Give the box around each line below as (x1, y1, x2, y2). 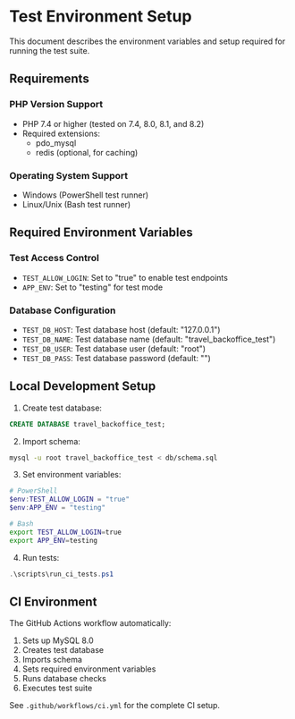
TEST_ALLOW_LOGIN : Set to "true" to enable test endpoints (21, 272, 228, 283)
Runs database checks (21, 673, 107, 684)
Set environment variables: (21, 469, 122, 480)
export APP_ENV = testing (9, 536, 98, 545)
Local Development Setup (9, 378, 156, 394)
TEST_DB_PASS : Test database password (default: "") (21, 352, 212, 363)
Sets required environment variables (21, 664, 156, 674)
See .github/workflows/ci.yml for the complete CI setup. (9, 700, 221, 711)
